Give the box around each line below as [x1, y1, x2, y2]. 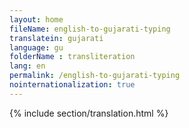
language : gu [9, 42, 64, 53]
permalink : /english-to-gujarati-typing [9, 71, 181, 81]
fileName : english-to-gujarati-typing [9, 24, 171, 34]
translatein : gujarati [9, 33, 104, 43]
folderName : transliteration [9, 52, 136, 62]
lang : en [9, 61, 46, 71]
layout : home [9, 14, 64, 25]
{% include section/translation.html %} [9, 107, 169, 119]
